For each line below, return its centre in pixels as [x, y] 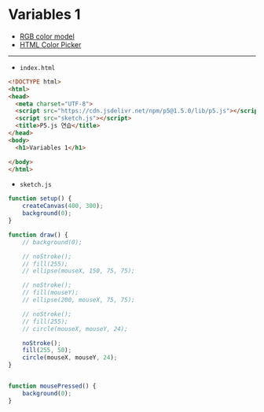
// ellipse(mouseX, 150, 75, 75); [79, 271]
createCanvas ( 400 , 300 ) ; [63, 206]
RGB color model [47, 36]
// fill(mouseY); [51, 293]
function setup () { [40, 199]
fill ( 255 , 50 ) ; [47, 351]
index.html [37, 68]
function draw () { [38, 235]
